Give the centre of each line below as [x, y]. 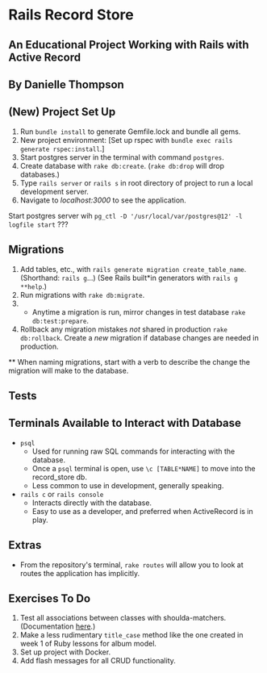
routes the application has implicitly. [79, 573]
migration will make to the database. [69, 370]
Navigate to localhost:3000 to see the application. [103, 200]
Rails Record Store [71, 15]
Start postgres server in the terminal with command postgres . [122, 157]
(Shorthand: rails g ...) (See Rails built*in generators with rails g [129, 278]
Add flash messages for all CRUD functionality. [98, 661]
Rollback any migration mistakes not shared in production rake [124, 329]
